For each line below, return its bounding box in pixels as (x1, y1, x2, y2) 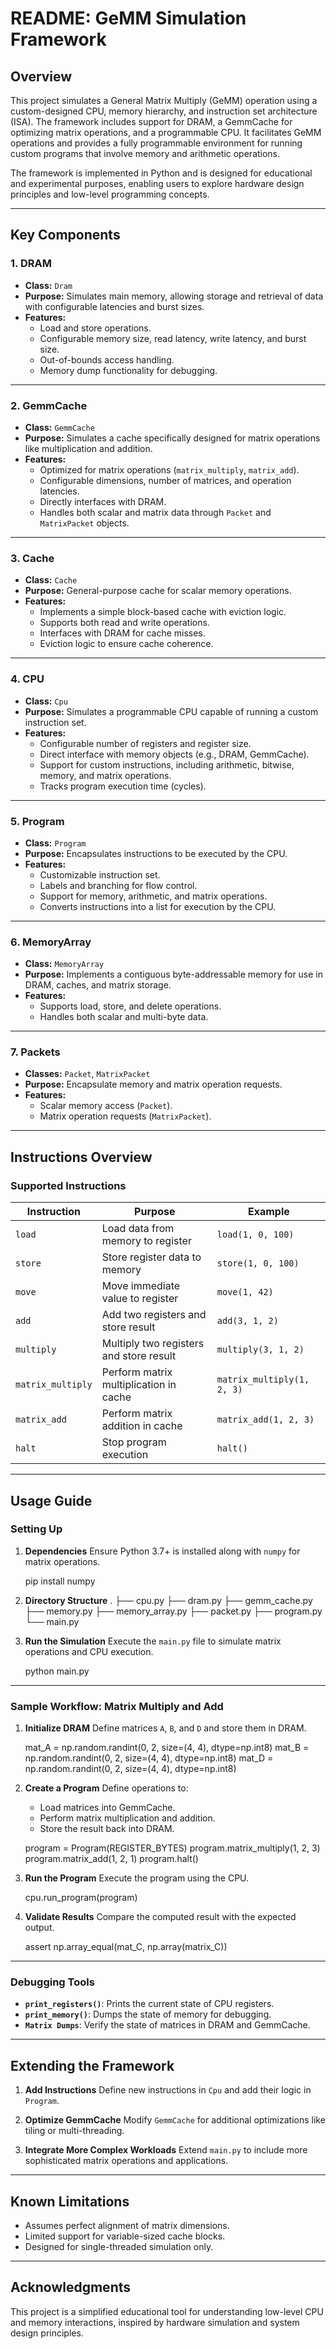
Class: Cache (24, 574, 78, 586)
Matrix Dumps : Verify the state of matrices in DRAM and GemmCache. (24, 2019, 311, 2031)
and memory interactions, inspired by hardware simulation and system (10, 2316, 300, 2328)
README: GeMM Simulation (10, 7, 247, 30)
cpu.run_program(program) (24, 1892, 138, 1904)
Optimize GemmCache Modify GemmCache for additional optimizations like (24, 2114, 326, 2126)
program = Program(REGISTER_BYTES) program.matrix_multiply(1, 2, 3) (24, 1842, 321, 1854)
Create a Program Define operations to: (24, 1782, 189, 1794)
